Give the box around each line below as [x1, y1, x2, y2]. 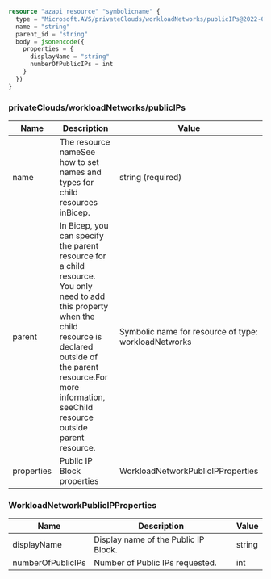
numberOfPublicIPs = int [29, 61, 114, 69]
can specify [59, 230, 104, 241]
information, [59, 392, 106, 403]
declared [59, 341, 94, 352]
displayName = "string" [29, 52, 110, 61]
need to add [59, 291, 106, 302]
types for [59, 176, 94, 187]
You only [59, 280, 93, 292]
